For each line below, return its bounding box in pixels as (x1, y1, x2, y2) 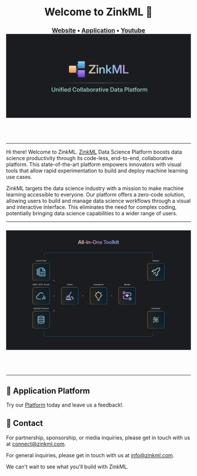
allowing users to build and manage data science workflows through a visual (6, 197, 191, 204)
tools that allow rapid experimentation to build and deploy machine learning (6, 167, 188, 174)
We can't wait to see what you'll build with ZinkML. (6, 463, 129, 470)
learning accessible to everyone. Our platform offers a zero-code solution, (6, 191, 186, 198)
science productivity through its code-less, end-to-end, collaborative (6, 154, 174, 161)
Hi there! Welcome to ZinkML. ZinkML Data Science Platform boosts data (6, 148, 182, 155)
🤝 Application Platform (6, 385, 90, 396)
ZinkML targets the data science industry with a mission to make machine (6, 185, 184, 192)
